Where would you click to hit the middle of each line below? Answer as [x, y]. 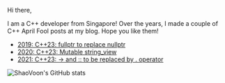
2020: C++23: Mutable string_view [67, 52]
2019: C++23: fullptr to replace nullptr [71, 44]
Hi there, [20, 10]
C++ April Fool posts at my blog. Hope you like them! [83, 31]
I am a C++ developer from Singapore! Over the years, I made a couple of [113, 23]
